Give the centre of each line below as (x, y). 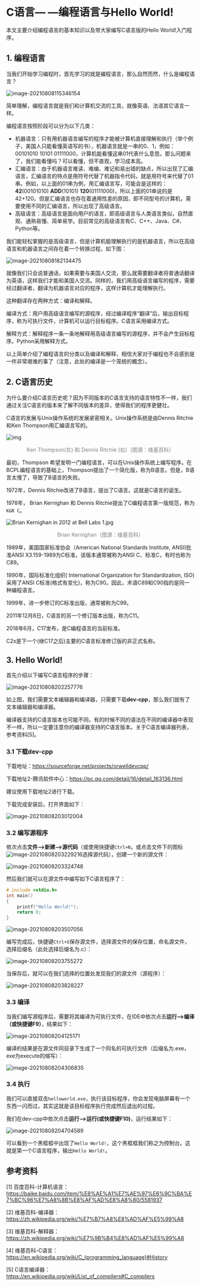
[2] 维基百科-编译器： (33, 1212)
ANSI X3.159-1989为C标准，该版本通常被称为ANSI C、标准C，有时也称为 (101, 555)
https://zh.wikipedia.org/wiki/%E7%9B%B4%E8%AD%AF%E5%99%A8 (95, 1238)
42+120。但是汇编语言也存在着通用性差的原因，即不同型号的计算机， (100, 198)
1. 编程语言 (26, 58)
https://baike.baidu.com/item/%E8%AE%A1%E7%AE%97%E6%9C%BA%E (99, 1193)
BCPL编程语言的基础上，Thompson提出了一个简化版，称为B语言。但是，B (98, 470)
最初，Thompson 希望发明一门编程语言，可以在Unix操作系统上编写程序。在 (99, 462)
